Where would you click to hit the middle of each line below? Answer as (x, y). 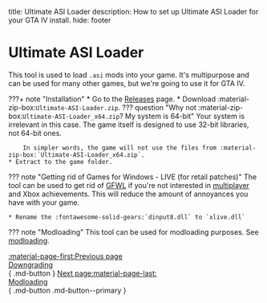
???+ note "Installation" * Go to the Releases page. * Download (112, 99)
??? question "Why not (159, 107)
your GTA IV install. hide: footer (60, 20)
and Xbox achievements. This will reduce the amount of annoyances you (128, 194)
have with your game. (44, 202)
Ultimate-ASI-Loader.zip (77, 108)
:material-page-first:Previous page (65, 256)
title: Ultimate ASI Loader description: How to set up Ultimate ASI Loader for (133, 12)
